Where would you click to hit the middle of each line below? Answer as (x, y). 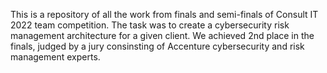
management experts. (55, 57)
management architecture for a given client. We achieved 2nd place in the (162, 35)
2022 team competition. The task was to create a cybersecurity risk (150, 25)
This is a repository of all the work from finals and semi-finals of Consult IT (164, 14)
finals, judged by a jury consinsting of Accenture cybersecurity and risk (157, 46)
